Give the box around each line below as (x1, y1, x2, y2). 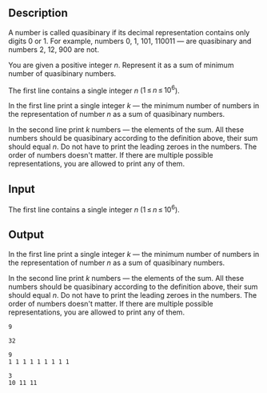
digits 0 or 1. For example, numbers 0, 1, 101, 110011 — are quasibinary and (8, 36, 252, 46)
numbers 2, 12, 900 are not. (8, 44, 100, 54)
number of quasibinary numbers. (8, 68, 117, 78)
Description (8, 6, 68, 20)
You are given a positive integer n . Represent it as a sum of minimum (8, 60, 234, 70)
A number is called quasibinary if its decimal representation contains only (8, 27, 250, 37)
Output (8, 228, 44, 242)
